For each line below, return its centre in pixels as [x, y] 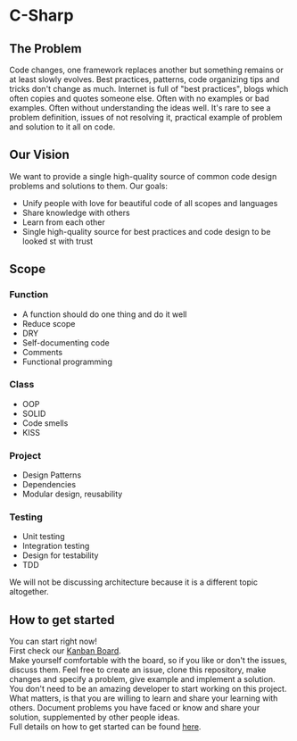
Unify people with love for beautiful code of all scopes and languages [150, 203]
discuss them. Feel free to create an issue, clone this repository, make [138, 670]
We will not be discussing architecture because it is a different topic [134, 582]
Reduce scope [49, 323]
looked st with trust [58, 241]
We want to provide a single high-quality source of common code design [143, 176]
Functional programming [67, 362]
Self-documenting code [66, 342]
